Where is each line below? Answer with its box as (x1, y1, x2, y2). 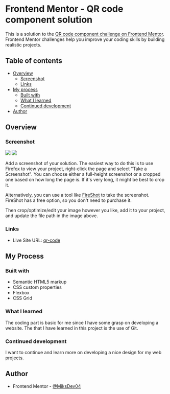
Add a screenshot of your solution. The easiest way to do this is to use (5, 160, 154, 167)
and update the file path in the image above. (5, 213, 98, 219)
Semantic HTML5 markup (12, 279, 67, 285)
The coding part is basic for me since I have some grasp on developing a (5, 319, 159, 326)
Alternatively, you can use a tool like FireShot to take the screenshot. (5, 192, 150, 198)
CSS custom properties (12, 284, 62, 290)
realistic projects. (5, 41, 42, 48)
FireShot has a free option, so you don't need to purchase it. (5, 197, 132, 203)
